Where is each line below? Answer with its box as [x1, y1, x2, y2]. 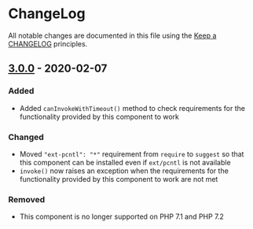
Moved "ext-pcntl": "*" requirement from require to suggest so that [19, 149, 244, 158]
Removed [8, 194, 46, 205]
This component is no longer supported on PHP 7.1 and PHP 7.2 [19, 212, 224, 221]
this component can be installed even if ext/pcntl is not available [19, 157, 231, 167]
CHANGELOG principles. [8, 39, 88, 48]
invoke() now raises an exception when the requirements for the [19, 166, 229, 175]
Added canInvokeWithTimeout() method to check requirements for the [19, 103, 246, 113]
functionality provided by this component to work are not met [19, 174, 218, 183]
